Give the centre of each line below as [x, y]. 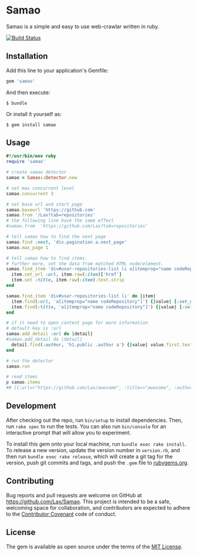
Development [31, 406]
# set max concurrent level [40, 188]
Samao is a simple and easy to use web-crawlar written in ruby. [83, 26]
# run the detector [30, 361]
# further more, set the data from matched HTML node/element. [85, 264]
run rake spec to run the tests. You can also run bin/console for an [86, 426]
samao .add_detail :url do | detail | [50, 334]
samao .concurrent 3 [30, 194]
